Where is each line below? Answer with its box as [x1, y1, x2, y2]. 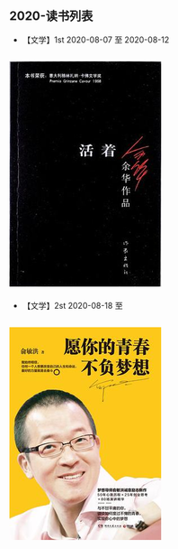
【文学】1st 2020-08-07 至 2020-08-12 [22, 34, 170, 45]
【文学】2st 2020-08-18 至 [22, 300, 123, 311]
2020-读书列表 [9, 8, 93, 24]
